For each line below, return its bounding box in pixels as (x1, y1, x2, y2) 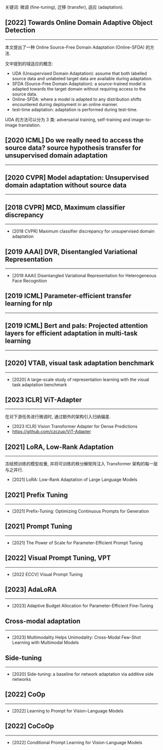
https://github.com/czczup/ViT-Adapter (12, 429, 91, 434)
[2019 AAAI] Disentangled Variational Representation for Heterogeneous (12, 273, 157, 279)
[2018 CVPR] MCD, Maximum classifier (5, 203, 125, 212)
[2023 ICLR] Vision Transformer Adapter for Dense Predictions (12, 424, 138, 429)
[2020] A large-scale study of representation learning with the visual (12, 376, 149, 382)
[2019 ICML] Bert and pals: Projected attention (5, 321, 148, 330)
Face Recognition (12, 278, 47, 284)
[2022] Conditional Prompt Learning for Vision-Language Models (12, 739, 143, 745)
